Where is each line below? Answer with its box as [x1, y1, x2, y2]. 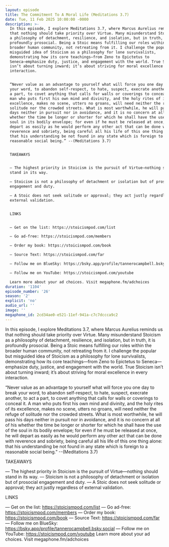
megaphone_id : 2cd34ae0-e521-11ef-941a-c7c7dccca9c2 [5, 312, 118, 317]
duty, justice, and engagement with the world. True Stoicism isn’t [29, 364, 163, 370]
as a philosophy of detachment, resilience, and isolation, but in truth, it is [5, 337, 156, 343]
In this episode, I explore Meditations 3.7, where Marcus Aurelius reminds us [5, 326, 163, 332]
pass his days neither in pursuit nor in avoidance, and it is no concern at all [5, 416, 160, 422]
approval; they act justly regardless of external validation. [5, 484, 124, 490]
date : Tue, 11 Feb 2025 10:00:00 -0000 [5, 17, 89, 22]
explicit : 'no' [5, 299, 37, 304]
